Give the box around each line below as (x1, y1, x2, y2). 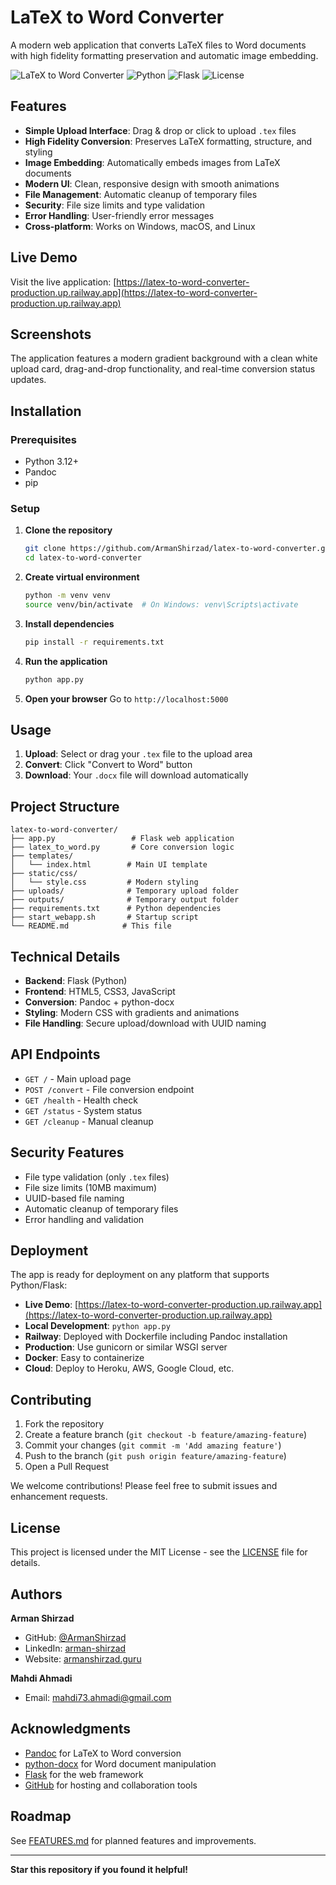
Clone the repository (24, 524, 113, 536)
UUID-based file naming (24, 1192, 125, 1204)
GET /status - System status (24, 1104, 143, 1116)
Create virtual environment (24, 571, 140, 583)
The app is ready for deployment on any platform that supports (10, 1269, 270, 1281)
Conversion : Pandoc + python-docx (24, 996, 175, 1008)
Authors (10, 1586, 63, 1603)
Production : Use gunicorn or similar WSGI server (24, 1341, 228, 1353)
